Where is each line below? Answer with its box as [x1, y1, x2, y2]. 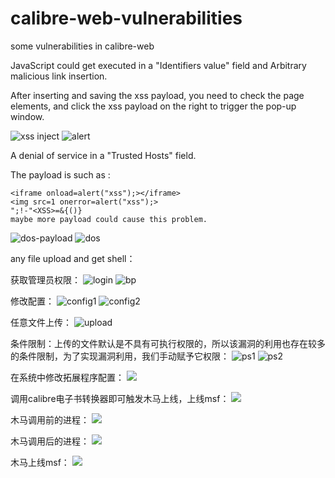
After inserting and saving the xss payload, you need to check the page [10, 89, 305, 101]
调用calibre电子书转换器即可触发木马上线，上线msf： [10, 392, 230, 404]
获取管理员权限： [10, 273, 81, 286]
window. [10, 110, 45, 122]
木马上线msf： [10, 456, 70, 468]
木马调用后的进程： [10, 435, 90, 447]
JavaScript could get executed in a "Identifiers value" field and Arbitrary [10, 59, 307, 71]
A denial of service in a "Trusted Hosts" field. [10, 149, 197, 161]
